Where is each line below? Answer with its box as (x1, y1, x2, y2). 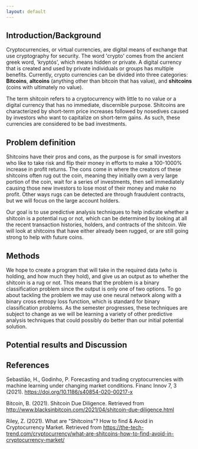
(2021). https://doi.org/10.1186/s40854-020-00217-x (6, 388, 133, 396)
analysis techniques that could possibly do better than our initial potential (6, 317, 184, 324)
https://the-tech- (103, 424, 144, 431)
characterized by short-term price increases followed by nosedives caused (6, 108, 189, 115)
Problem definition (6, 137, 76, 148)
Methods (6, 250, 40, 261)
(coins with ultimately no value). (6, 84, 84, 91)
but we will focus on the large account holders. (6, 197, 120, 204)
